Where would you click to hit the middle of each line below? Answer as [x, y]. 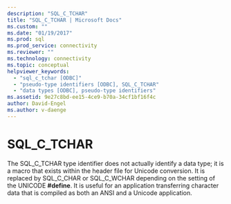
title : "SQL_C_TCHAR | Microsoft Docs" [65, 20]
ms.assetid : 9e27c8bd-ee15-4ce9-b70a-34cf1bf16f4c [82, 98]
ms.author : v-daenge [37, 110]
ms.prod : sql [26, 39]
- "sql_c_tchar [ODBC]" [47, 78]
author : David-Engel [37, 104]
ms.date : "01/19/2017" [40, 33]
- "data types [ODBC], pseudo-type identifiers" [85, 91]
